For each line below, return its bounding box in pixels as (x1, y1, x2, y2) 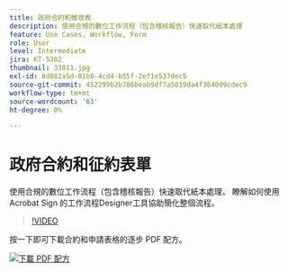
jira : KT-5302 (9, 55, 63, 64)
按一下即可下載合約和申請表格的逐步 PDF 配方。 (9, 234, 187, 245)
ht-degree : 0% (9, 105, 63, 114)
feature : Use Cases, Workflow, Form (9, 30, 147, 39)
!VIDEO (31, 215, 58, 226)
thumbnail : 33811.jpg (9, 64, 91, 73)
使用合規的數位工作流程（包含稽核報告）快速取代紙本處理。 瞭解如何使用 (9, 186, 280, 197)
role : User (9, 38, 50, 48)
